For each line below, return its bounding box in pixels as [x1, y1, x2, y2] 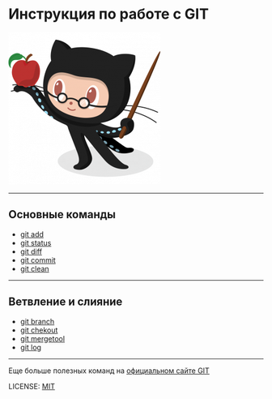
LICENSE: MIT [8, 381, 55, 391]
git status [19, 238, 52, 247]
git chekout [19, 325, 58, 335]
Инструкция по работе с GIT [8, 5, 209, 24]
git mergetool [19, 333, 66, 343]
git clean [19, 264, 50, 273]
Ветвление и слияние [8, 295, 123, 309]
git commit [19, 255, 57, 264]
